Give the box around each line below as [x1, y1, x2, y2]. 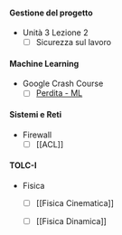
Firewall [22, 129, 52, 140]
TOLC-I [9, 160, 38, 171]
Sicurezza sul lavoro [35, 37, 111, 48]
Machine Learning [9, 58, 80, 69]
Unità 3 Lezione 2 [22, 27, 89, 38]
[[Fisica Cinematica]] [35, 198, 115, 208]
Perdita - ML [35, 88, 83, 99]
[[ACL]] [35, 138, 64, 149]
